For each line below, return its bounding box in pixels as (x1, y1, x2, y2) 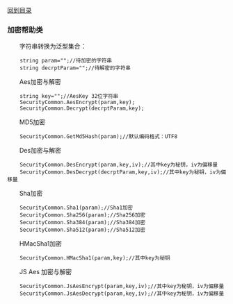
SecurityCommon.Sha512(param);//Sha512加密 (19, 226, 146, 234)
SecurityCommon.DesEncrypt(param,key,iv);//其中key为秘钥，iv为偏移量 (19, 162, 218, 169)
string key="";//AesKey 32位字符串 (19, 93, 119, 100)
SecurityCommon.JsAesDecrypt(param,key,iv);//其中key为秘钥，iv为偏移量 (19, 290, 225, 297)
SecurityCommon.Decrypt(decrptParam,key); (19, 105, 145, 112)
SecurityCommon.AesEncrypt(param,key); (19, 99, 136, 106)
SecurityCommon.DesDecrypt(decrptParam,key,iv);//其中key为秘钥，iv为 (19, 169, 221, 176)
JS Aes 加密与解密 (19, 268, 72, 276)
